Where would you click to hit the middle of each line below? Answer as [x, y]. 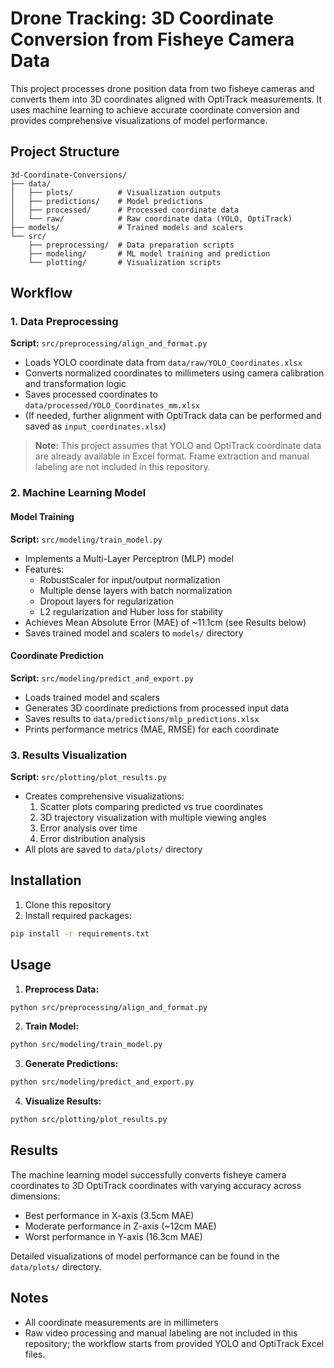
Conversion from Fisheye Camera [152, 39]
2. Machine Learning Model [78, 493]
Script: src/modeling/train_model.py [86, 539]
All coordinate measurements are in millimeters [121, 1322]
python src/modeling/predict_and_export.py [102, 1082]
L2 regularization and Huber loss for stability [131, 611]
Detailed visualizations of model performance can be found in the [145, 1256]
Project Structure [65, 152]
